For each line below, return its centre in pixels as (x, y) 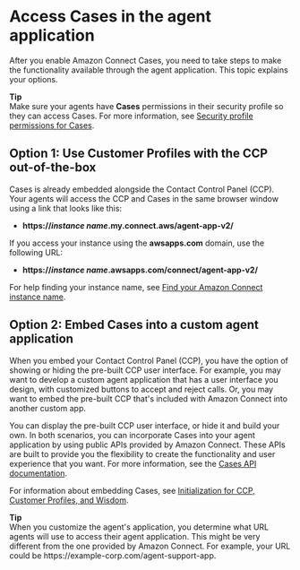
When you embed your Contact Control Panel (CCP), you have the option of (149, 360)
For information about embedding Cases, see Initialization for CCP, (132, 490)
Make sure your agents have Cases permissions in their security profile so (146, 106)
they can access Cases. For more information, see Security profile (131, 116)
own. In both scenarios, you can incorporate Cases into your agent (132, 435)
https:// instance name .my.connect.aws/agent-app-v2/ (128, 225)
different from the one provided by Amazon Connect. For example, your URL (150, 546)
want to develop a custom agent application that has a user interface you (144, 379)
